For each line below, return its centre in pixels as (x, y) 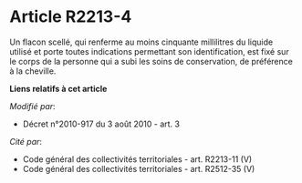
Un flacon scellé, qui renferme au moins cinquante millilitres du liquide (141, 42)
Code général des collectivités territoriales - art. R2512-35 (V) (139, 168)
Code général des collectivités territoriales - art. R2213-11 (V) (137, 159)
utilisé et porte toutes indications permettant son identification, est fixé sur (149, 51)
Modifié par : (33, 106)
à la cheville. (33, 71)
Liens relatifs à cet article (58, 88)
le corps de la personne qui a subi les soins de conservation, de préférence (151, 61)
